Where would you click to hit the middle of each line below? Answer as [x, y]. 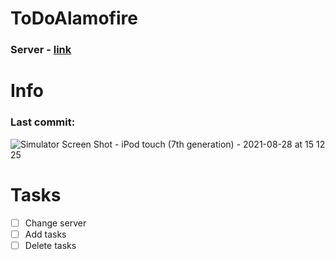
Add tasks [45, 234]
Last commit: [43, 122]
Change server [55, 223]
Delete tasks [50, 245]
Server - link [41, 50]
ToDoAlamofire [74, 18]
